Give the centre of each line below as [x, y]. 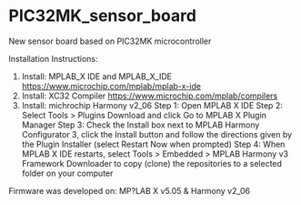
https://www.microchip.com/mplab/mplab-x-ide [111, 86]
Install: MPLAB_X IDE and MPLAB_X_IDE [96, 76]
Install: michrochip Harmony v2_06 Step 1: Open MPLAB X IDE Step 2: [152, 105]
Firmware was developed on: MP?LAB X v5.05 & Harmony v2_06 [130, 190]
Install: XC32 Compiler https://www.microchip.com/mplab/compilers [150, 96]
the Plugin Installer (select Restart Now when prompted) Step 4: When [153, 144]
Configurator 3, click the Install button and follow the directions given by [157, 134]
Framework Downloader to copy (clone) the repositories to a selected [152, 163]
